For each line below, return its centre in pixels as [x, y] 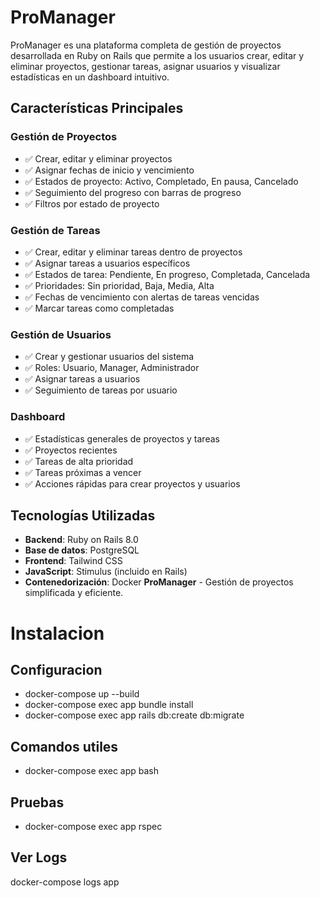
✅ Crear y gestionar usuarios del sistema [109, 357]
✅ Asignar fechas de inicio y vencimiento [109, 170]
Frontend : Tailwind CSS [73, 561]
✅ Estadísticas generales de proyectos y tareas [122, 438]
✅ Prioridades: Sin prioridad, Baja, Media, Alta [119, 285]
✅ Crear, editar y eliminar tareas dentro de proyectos [133, 252]
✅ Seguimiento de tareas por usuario [101, 390]
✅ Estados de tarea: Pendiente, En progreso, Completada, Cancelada [167, 274]
